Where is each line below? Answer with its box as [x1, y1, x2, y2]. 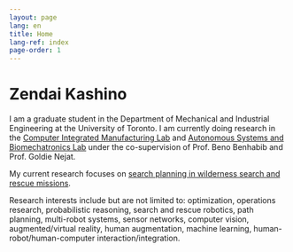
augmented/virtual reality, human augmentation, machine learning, [9, 224, 252, 234]
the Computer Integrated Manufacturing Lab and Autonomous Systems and [9, 132, 285, 143]
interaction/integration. [96, 232, 181, 244]
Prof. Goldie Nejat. [9, 152, 76, 162]
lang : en [9, 21, 42, 30]
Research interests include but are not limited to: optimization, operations [9, 195, 276, 206]
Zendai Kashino [9, 84, 127, 105]
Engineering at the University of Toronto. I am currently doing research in [9, 123, 276, 134]
